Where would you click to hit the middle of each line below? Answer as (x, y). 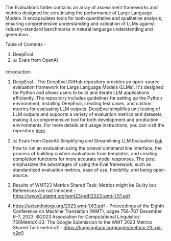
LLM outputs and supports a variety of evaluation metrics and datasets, (88, 114)
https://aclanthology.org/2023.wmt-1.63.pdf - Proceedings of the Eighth (88, 206)
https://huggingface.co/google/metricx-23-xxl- (113, 227)
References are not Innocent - (44, 190)
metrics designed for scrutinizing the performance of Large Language (79, 13)
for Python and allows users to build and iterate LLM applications (81, 92)
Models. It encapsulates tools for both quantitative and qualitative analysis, (84, 18)
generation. (17, 34)
